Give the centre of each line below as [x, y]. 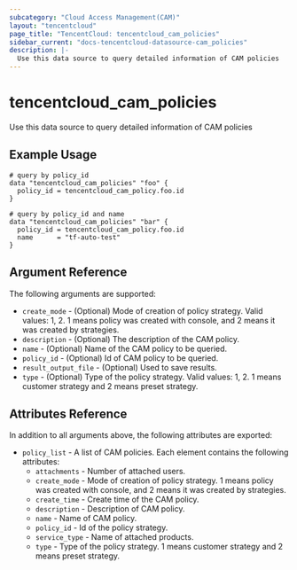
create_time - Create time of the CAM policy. [117, 500]
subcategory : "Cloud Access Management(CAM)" [94, 17]
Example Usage [53, 155]
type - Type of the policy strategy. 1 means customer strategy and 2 [159, 547]
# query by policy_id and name [67, 214]
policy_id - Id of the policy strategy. [102, 527]
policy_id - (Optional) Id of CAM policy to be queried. [120, 358]
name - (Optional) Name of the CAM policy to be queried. [125, 348]
